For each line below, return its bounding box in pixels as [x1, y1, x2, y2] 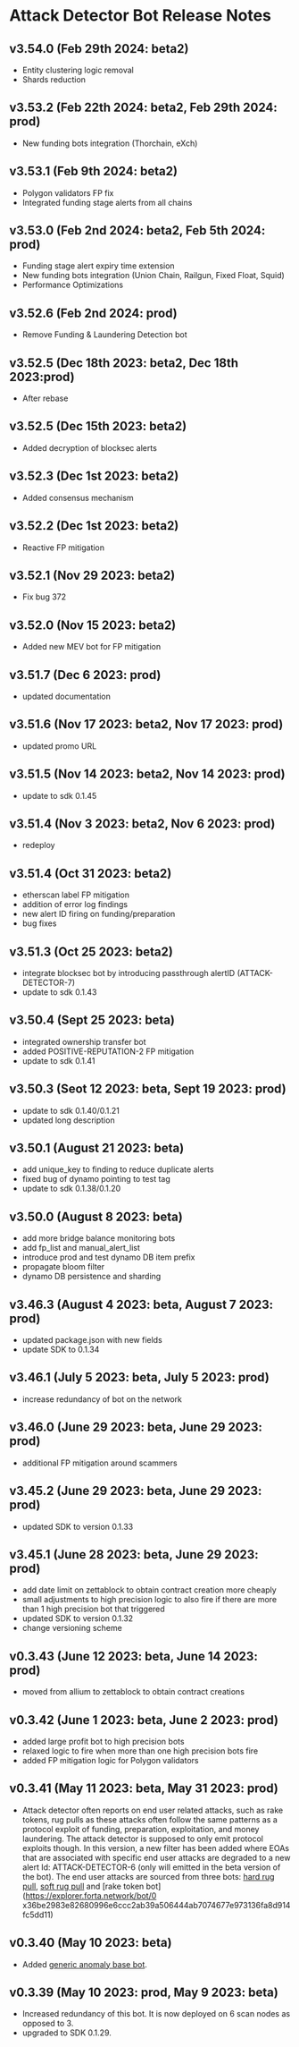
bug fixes [21, 918, 57, 929]
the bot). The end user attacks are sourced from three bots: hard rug [21, 1871, 275, 1881]
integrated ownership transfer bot [21, 1036, 146, 1047]
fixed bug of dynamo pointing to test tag [21, 1174, 171, 1185]
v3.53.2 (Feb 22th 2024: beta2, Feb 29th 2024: [9, 100, 278, 115]
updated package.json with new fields [21, 1335, 162, 1346]
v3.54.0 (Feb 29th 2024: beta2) [9, 41, 189, 56]
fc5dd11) [21, 1909, 54, 1920]
